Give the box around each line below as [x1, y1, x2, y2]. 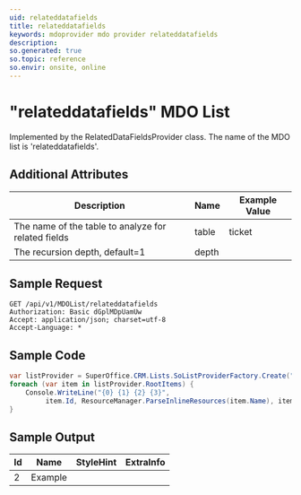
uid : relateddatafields [9, 13, 99, 22]
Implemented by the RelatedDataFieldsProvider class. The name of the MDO [9, 131, 291, 142]
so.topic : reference [9, 55, 87, 64]
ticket [228, 225, 253, 238]
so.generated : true [9, 47, 82, 56]
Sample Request [9, 276, 103, 291]
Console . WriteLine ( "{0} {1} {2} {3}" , [25, 388, 170, 397]
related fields [13, 230, 69, 243]
